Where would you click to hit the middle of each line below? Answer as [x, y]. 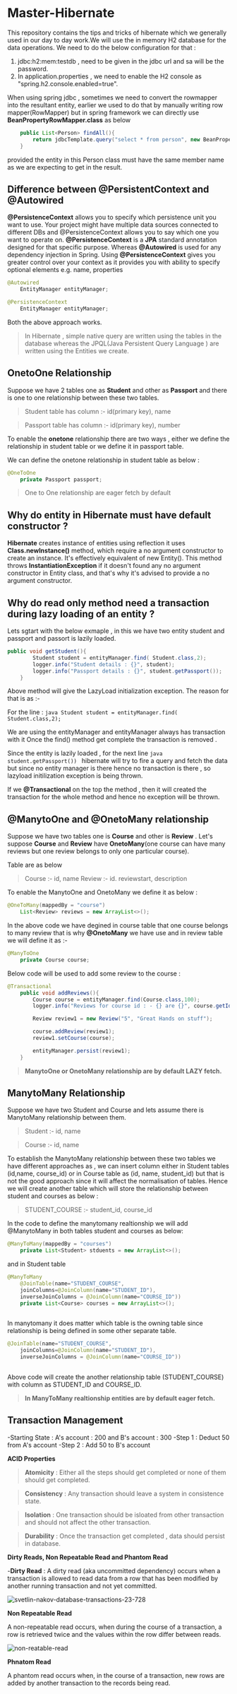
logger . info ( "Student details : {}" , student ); [104, 664]
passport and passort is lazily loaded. [62, 639]
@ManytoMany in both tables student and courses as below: [95, 1231]
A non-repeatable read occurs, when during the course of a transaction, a [115, 1627]
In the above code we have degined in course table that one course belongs [118, 925]
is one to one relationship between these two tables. [83, 398]
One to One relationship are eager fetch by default [98, 493]
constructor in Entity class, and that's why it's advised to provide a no [109, 573]
